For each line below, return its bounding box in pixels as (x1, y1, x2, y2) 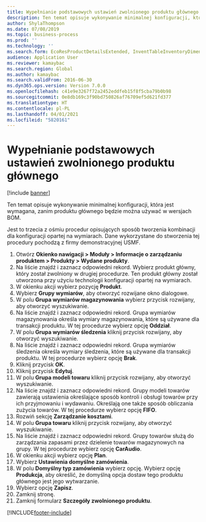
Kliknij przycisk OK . (15, 361, 65, 368)
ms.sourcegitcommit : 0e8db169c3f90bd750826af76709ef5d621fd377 (7, 94, 172, 100)
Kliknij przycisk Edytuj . (15, 368, 74, 375)
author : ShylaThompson (7, 20, 65, 26)
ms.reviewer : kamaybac (7, 60, 65, 66)
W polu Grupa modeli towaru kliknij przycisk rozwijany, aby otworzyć (15, 374, 191, 382)
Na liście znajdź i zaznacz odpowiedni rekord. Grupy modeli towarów (15, 387, 190, 394)
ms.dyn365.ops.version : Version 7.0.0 (7, 83, 106, 89)
